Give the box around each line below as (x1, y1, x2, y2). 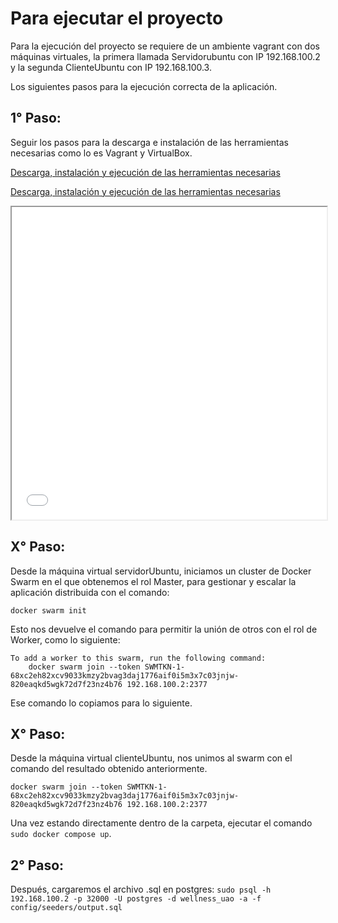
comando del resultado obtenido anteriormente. (10, 763, 208, 775)
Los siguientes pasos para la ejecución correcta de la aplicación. (10, 80, 278, 92)
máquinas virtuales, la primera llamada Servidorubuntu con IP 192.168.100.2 (10, 50, 321, 62)
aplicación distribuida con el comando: (10, 586, 170, 598)
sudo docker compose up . (10, 828, 112, 840)
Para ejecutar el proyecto (10, 7, 224, 30)
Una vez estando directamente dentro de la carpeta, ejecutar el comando (10, 817, 313, 829)
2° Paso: (10, 857, 65, 874)
